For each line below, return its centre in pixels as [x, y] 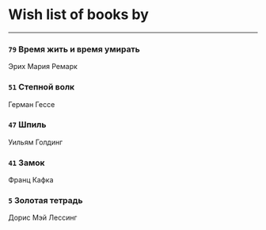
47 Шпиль [27, 125]
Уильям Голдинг [36, 142]
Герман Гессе [32, 104]
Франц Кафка [31, 180]
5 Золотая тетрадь [46, 201]
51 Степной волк [42, 87]
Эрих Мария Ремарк [43, 67]
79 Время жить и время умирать [74, 49]
